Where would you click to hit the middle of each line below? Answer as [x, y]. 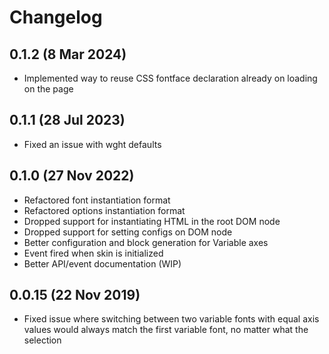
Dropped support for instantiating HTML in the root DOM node [152, 221]
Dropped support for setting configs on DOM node [128, 232]
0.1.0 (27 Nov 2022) [72, 176]
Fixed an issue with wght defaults [92, 144]
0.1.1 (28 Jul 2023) [67, 120]
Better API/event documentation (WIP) [102, 263]
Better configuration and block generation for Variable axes [146, 242]
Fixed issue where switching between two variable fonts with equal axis [171, 319]
